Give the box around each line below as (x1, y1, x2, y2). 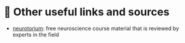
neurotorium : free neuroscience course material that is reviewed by (12, 25, 180, 32)
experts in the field (12, 31, 59, 38)
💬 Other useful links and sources (4, 5, 170, 19)
